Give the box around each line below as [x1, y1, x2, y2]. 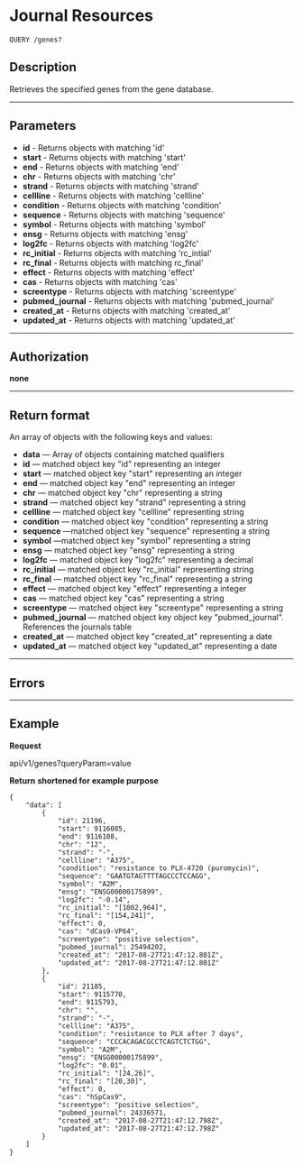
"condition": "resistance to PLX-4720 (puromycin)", [57, 863, 260, 873]
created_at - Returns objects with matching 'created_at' [22, 305, 231, 316]
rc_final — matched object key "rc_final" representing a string [22, 573, 253, 584]
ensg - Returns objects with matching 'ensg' [22, 228, 188, 239]
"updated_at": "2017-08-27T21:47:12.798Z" [57, 1124, 220, 1133]
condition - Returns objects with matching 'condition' [22, 199, 222, 210]
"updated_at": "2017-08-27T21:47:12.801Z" [57, 958, 220, 968]
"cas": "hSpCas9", [57, 1092, 127, 1101]
